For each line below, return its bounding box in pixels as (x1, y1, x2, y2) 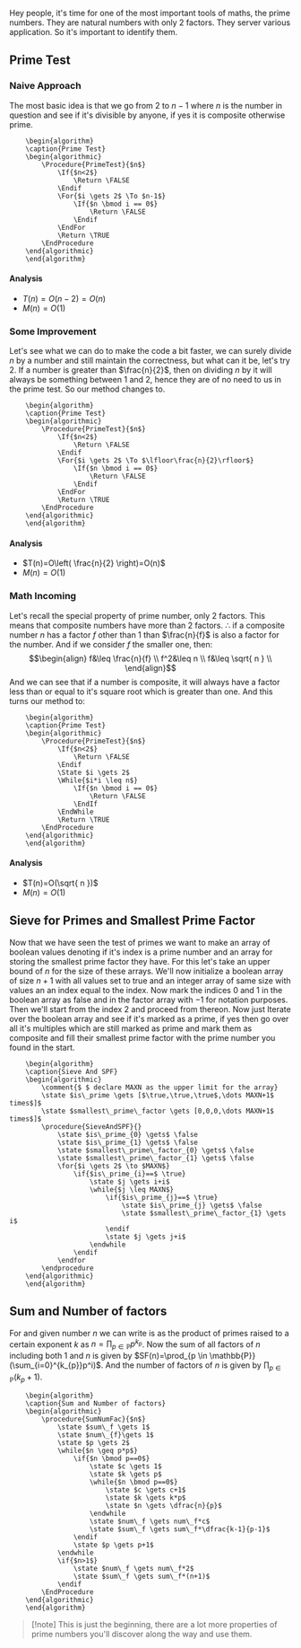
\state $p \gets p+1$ (73, 1540, 154, 1549)
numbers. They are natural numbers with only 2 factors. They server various (9, 17, 291, 28)
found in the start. (9, 1042, 75, 1053)
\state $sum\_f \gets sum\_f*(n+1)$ (73, 1572, 211, 1581)
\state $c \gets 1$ (89, 1461, 163, 1471)
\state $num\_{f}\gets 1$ (56, 1430, 154, 1440)
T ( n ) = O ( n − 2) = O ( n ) (21, 293, 106, 304)
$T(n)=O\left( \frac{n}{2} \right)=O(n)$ (21, 558, 166, 568)
